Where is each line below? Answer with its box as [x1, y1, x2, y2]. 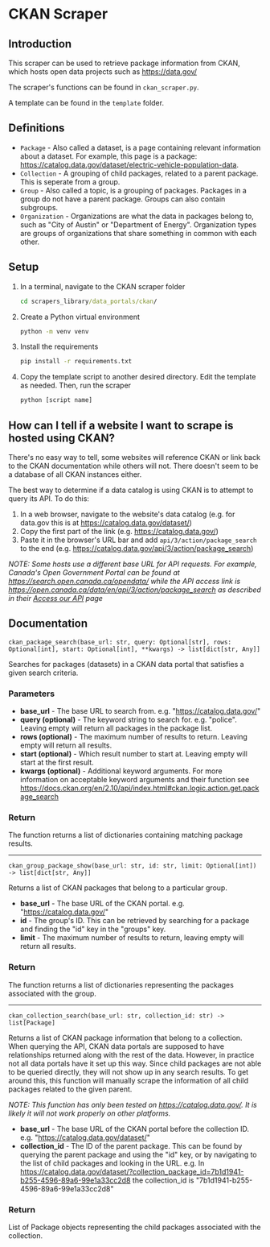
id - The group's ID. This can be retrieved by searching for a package [19, 916, 250, 926]
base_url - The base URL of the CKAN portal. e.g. [19, 899, 185, 909]
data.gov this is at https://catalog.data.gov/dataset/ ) [19, 517, 193, 528]
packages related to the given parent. [8, 1084, 133, 1094]
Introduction [8, 37, 72, 51]
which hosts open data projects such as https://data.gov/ [8, 67, 198, 77]
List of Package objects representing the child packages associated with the [8, 1222, 261, 1232]
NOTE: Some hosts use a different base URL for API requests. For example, [8, 559, 257, 569]
